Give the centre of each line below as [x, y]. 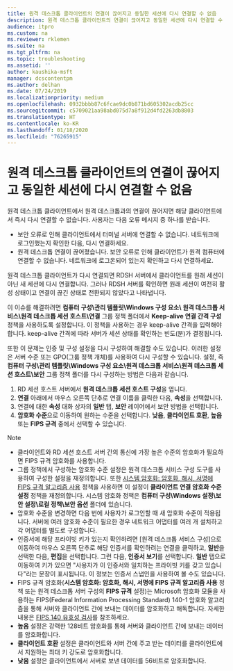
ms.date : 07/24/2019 [37, 91]
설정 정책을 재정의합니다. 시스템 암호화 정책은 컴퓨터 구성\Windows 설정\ [116, 496]
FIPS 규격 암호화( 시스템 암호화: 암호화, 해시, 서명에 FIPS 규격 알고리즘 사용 [117, 583]
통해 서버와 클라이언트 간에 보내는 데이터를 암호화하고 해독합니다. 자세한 [128, 608]
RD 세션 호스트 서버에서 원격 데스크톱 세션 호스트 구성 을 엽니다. [102, 389]
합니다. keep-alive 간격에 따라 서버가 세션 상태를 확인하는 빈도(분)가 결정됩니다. [115, 334]
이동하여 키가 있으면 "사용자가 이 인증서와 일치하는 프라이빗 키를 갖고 [110, 565]
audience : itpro [31, 26]
